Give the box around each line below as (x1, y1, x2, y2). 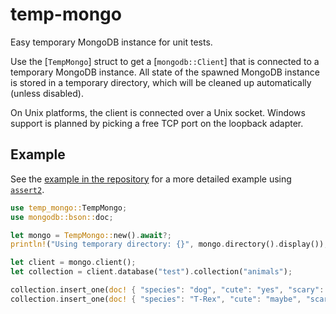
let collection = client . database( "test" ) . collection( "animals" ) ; (10, 267, 293, 277)
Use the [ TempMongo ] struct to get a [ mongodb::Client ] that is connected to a (10, 55, 320, 67)
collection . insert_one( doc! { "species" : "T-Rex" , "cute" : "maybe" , (10, 294, 302, 304)
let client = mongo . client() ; (10, 258, 137, 268)
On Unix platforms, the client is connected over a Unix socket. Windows (10, 106, 306, 118)
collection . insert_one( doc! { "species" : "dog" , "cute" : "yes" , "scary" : (10, 285, 325, 295)
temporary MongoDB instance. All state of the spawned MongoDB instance (10, 66, 320, 78)
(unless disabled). (10, 87, 84, 99)
